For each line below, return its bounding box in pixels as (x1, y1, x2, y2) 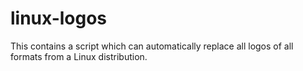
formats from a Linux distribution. (10, 50, 148, 62)
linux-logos (10, 7, 108, 30)
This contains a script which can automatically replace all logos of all (10, 40, 294, 52)
